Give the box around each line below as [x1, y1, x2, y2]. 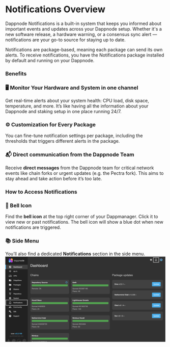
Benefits [5, 70, 27, 77]
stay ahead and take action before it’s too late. [5, 175, 102, 181]
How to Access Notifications [5, 188, 77, 195]
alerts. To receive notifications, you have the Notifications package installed [5, 52, 164, 58]
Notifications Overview [5, 4, 105, 15]
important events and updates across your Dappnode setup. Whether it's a [5, 25, 162, 32]
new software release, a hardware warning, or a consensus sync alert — [5, 31, 157, 37]
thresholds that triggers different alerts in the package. [5, 138, 120, 144]
